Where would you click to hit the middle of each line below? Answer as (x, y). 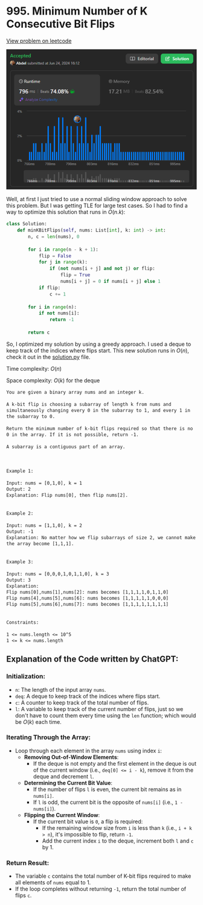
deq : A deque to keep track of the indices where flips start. (88, 696)
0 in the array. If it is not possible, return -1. (72, 434)
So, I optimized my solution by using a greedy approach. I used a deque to (99, 344)
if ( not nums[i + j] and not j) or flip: (102, 269)
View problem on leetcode (39, 41)
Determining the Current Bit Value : (68, 783)
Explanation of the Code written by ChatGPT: (92, 659)
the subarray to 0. (31, 416)
